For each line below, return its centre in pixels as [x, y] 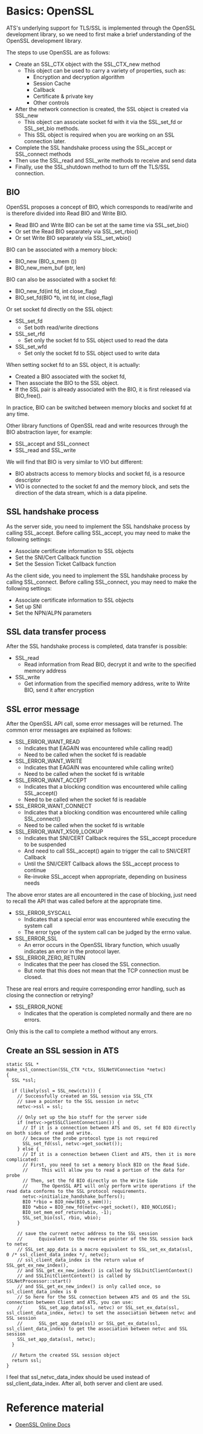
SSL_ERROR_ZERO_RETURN [50, 958]
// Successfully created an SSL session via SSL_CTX [85, 1096]
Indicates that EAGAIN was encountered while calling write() [99, 767]
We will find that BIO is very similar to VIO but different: [75, 462]
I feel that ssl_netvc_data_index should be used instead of [78, 1377]
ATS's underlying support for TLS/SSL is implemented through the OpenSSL [101, 28]
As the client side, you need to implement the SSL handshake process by [97, 575]
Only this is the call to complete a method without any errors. [82, 1032]
